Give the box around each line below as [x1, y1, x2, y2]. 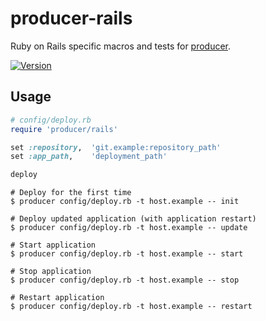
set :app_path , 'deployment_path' [10, 152, 168, 162]
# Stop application [10, 267, 92, 277]
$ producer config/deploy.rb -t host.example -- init [10, 197, 240, 207]
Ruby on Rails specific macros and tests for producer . [10, 40, 232, 52]
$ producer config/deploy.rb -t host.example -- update [10, 223, 248, 233]
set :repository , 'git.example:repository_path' [10, 142, 222, 152]
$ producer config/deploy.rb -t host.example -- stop [10, 275, 240, 286]
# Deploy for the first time [10, 188, 132, 198]
